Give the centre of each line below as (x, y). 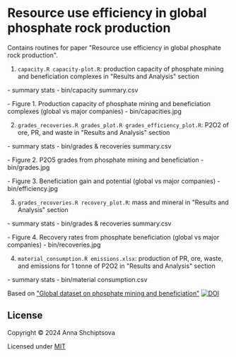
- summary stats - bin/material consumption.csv (77, 279)
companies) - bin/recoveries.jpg (54, 245)
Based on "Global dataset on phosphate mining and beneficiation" (104, 293)
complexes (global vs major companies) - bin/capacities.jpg (95, 111)
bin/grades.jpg (29, 167)
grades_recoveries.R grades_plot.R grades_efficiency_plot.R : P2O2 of (123, 124)
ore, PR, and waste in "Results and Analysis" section (94, 132)
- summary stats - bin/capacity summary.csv (73, 90)
